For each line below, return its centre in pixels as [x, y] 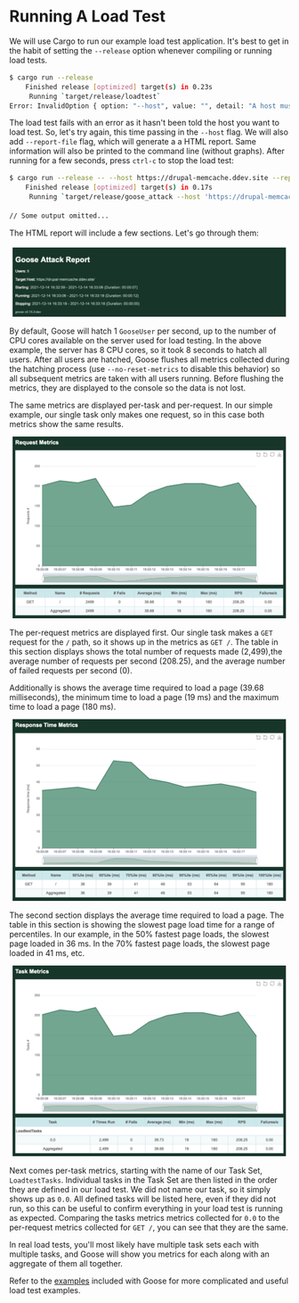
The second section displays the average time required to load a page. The [147, 915]
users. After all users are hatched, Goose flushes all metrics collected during [149, 359]
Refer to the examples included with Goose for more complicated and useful [149, 1281]
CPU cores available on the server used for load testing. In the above [136, 341]
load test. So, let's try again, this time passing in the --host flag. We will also [149, 132]
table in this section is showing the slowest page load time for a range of [142, 925]
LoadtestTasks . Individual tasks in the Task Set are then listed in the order [143, 1180]
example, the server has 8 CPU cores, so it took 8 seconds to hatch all [138, 350]
